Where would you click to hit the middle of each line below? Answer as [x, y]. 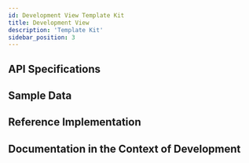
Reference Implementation [75, 122]
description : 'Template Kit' [56, 30]
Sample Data [40, 96]
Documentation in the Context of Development [124, 149]
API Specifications [54, 69]
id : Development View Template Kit [66, 15]
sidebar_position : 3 [42, 37]
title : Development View [49, 23]
